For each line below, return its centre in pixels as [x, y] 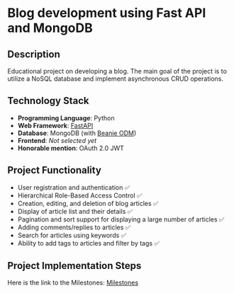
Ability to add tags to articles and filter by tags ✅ [88, 243]
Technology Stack [48, 101]
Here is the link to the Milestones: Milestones [73, 283]
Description [34, 54]
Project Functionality [54, 170]
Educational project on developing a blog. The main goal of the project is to [117, 71]
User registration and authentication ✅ [74, 187]
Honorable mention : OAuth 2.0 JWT [71, 148]
